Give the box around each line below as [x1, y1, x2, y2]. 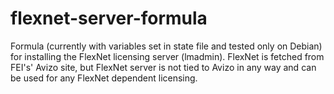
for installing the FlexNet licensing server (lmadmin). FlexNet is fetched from [10, 50, 325, 62]
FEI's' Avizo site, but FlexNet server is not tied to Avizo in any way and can [10, 61, 317, 73]
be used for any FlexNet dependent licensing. [10, 72, 198, 84]
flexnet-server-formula [10, 7, 208, 30]
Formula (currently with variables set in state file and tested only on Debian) [10, 40, 323, 52]
